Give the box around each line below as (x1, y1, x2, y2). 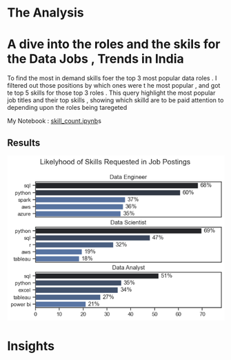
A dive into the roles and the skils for (7, 37, 221, 53)
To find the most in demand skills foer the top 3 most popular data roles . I (7, 74, 217, 82)
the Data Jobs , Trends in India (7, 51, 184, 67)
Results (7, 137, 41, 149)
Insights (7, 338, 55, 354)
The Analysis (7, 5, 84, 21)
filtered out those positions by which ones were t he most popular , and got (7, 82, 221, 90)
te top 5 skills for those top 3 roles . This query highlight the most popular (7, 88, 216, 97)
